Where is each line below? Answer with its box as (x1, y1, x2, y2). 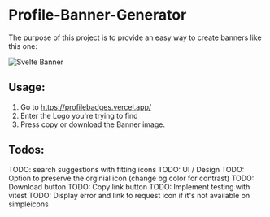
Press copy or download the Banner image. (20, 119, 165, 129)
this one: (8, 41, 38, 50)
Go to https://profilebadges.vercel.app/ (20, 102, 152, 111)
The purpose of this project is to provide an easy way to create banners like (8, 33, 262, 42)
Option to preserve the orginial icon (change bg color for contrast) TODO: (8, 173, 255, 183)
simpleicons (8, 199, 49, 209)
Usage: (8, 80, 46, 94)
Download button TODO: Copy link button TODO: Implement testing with (8, 181, 250, 192)
